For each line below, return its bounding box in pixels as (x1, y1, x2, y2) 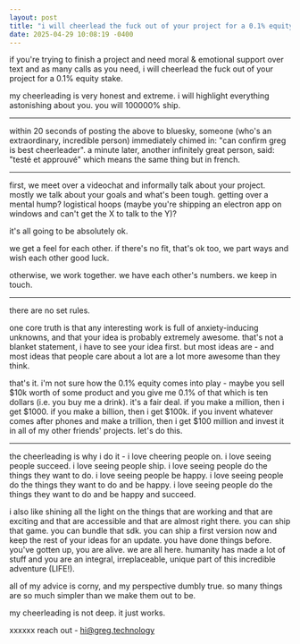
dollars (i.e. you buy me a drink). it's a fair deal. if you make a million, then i (9, 397, 285, 408)
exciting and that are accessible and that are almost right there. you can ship (9, 516, 291, 527)
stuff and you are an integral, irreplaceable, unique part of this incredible (9, 554, 276, 564)
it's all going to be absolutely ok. (9, 225, 129, 237)
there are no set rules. (9, 305, 91, 316)
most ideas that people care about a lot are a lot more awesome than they (9, 351, 281, 362)
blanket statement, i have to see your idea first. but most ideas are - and (9, 342, 275, 352)
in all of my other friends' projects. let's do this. (9, 426, 183, 436)
